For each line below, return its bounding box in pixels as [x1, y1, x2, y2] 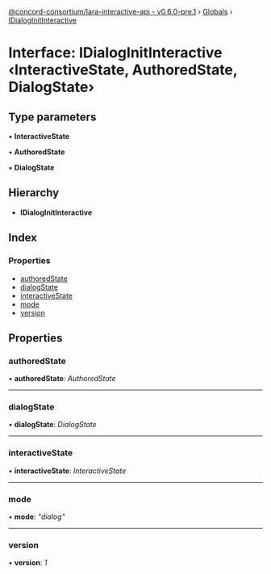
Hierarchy [8, 186, 60, 200]
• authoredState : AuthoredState [8, 374, 116, 383]
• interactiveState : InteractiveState [8, 466, 127, 476]
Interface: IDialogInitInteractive [8, 44, 223, 62]
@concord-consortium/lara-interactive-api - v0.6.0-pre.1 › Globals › [8, 7, 233, 16]
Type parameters [8, 110, 97, 124]
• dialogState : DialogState [8, 420, 97, 429]
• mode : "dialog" [8, 512, 66, 522]
